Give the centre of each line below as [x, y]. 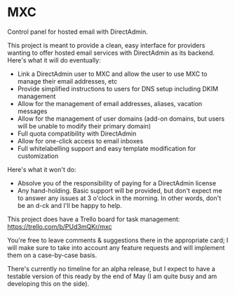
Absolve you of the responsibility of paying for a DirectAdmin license [116, 183]
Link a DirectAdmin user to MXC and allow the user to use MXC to [112, 74]
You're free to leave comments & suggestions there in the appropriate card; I [118, 240]
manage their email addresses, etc [67, 81]
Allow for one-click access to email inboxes [80, 140]
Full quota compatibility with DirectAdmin [77, 133]
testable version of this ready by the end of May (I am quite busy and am [112, 276]
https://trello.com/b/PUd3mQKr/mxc [60, 226]
